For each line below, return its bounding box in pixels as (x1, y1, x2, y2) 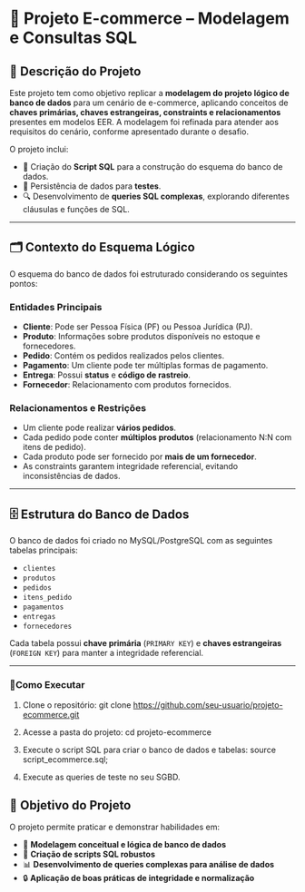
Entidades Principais (9, 300, 103, 313)
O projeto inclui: (9, 144, 69, 154)
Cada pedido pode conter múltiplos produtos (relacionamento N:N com (22, 432, 292, 443)
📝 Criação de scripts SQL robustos (22, 848, 156, 860)
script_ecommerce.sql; (22, 753, 109, 765)
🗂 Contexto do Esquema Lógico (9, 240, 195, 255)
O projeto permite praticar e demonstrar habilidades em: (9, 821, 221, 833)
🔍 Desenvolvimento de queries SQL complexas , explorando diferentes (22, 191, 290, 201)
